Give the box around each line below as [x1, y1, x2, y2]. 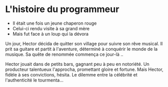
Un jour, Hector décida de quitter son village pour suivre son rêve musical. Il [5, 40, 163, 46]
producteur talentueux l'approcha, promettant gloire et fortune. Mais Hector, [5, 66, 164, 72]
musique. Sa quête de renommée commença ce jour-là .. [5, 51, 124, 57]
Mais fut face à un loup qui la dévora [12, 31, 89, 37]
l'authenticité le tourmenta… [5, 77, 64, 83]
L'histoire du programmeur [5, 4, 120, 15]
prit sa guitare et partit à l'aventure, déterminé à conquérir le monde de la [5, 46, 158, 52]
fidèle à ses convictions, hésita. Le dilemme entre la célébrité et [5, 71, 138, 77]
